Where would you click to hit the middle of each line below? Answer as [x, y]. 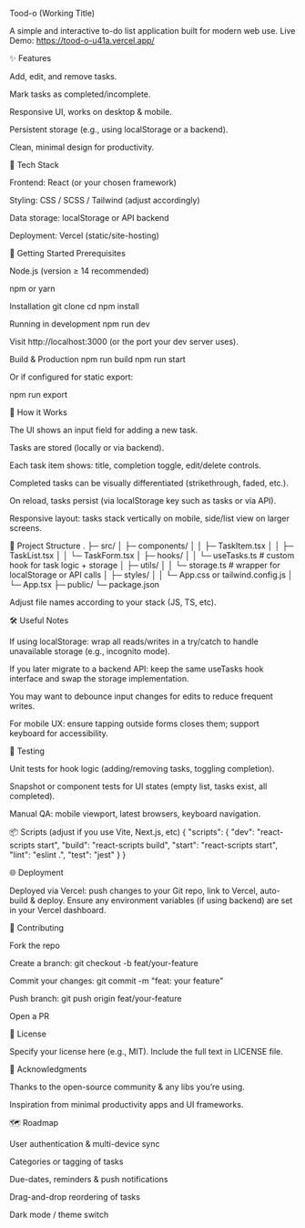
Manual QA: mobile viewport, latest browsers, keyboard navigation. [135, 814]
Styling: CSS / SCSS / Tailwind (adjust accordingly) [105, 200]
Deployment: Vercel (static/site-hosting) [84, 235]
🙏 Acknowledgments [48, 1069]
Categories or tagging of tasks [66, 1161]
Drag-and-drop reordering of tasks [75, 1197]
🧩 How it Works [39, 412]
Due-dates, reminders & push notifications [89, 1179]
